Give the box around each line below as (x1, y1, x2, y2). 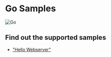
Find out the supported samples (5, 33, 106, 42)
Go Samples (5, 3, 56, 14)
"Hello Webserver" (12, 46, 51, 52)
